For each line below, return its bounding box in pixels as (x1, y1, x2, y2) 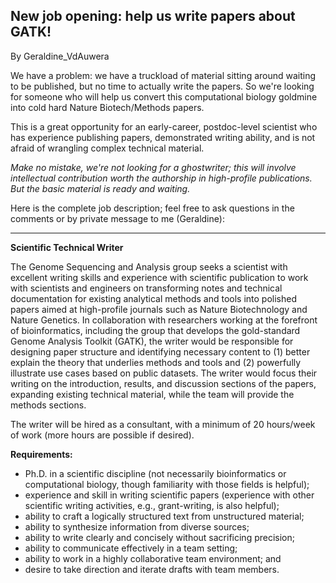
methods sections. (10, 399, 87, 411)
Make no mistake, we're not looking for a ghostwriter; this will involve (10, 161, 297, 173)
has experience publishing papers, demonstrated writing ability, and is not (10, 131, 316, 143)
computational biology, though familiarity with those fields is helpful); (24, 478, 310, 490)
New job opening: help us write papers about (10, 8, 296, 25)
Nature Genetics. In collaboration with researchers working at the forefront (10, 314, 318, 326)
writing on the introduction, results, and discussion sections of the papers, (10, 377, 317, 389)
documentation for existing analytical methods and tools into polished (10, 292, 298, 304)
